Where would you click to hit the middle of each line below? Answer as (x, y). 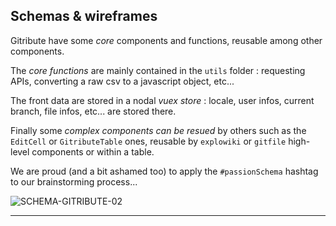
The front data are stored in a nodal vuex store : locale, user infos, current (162, 100)
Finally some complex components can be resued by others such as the (158, 130)
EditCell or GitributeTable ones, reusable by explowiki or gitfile (148, 141)
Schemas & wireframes (84, 16)
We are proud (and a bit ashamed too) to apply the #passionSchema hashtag (164, 171)
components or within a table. (93, 151)
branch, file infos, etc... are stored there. (93, 111)
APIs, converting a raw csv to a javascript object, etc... (122, 81)
